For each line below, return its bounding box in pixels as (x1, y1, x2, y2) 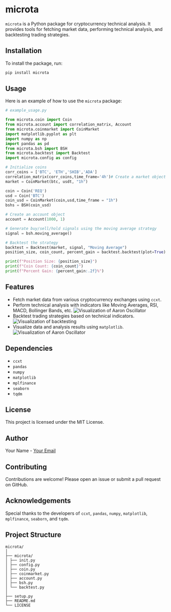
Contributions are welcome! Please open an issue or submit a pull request (5, 476, 161, 482)
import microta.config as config (5, 155, 77, 160)
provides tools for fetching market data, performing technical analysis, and (5, 26, 163, 32)
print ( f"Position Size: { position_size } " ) (5, 259, 97, 264)
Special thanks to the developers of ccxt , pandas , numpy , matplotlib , (5, 510, 147, 516)
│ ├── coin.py (5, 567, 36, 572)
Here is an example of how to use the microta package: (5, 98, 122, 104)
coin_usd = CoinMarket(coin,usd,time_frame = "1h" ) (5, 198, 118, 203)
